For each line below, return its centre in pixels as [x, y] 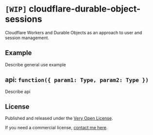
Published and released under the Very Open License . [59, 118]
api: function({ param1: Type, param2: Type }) [77, 80]
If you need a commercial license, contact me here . [56, 128]
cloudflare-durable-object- [85, 9]
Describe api [18, 91]
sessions [24, 19]
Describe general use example [36, 64]
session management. [27, 38]
